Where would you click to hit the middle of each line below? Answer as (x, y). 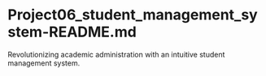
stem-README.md (72, 32)
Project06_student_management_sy (133, 15)
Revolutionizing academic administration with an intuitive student (116, 54)
